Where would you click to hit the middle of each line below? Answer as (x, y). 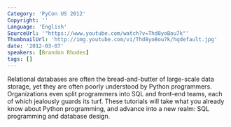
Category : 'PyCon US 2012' (47, 14)
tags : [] (20, 59)
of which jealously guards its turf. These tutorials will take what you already (116, 101)
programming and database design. (59, 116)
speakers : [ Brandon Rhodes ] (48, 53)
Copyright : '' (28, 20)
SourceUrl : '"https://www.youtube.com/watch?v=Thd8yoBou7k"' (98, 33)
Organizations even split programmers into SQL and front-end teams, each (115, 94)
